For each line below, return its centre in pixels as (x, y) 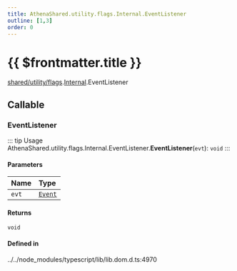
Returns (20, 213)
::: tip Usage (25, 140)
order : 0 (20, 27)
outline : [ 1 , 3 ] (30, 21)
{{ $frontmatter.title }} (75, 62)
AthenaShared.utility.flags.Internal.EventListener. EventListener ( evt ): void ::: (119, 148)
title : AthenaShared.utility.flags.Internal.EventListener (97, 14)
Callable (26, 104)
